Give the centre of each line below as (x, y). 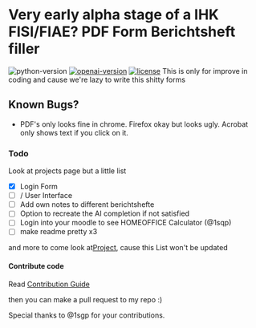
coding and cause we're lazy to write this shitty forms (97, 79)
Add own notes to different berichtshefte (87, 204)
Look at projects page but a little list (67, 171)
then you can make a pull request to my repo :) (85, 299)
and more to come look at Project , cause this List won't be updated (118, 248)
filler (24, 49)
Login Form (39, 187)
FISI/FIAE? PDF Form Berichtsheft (122, 32)
